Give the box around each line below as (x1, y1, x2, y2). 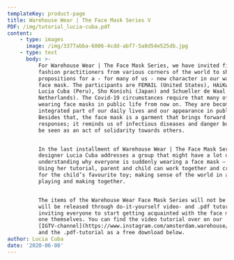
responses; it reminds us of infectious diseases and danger (38, 120, 219, 128)
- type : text (19, 49, 58, 56)
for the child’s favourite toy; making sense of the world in (38, 171, 223, 178)
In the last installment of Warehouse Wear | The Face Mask (38, 146, 217, 153)
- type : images (19, 36, 64, 43)
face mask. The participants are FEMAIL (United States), (38, 82, 210, 89)
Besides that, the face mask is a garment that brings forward (38, 114, 226, 121)
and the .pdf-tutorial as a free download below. (38, 229, 186, 236)
